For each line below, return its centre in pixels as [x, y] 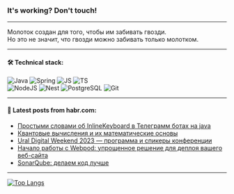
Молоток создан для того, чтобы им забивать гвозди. [87, 32]
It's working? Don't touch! [52, 10]
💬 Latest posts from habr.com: [52, 111]
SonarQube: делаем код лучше [63, 163]
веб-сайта [33, 155]
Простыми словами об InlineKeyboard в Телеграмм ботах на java [114, 126]
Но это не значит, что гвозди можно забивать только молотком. [103, 40]
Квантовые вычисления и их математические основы [97, 133]
